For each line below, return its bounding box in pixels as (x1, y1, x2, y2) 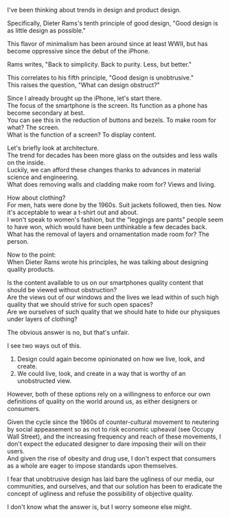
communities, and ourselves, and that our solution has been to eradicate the (7, 482, 223, 490)
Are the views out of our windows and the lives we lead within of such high (7, 293, 219, 301)
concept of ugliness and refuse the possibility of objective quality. (7, 490, 194, 497)
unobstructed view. (16, 377, 72, 385)
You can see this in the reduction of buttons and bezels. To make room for (7, 116, 216, 124)
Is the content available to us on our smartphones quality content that (7, 279, 204, 287)
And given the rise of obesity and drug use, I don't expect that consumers (7, 454, 216, 462)
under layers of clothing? (7, 315, 78, 323)
